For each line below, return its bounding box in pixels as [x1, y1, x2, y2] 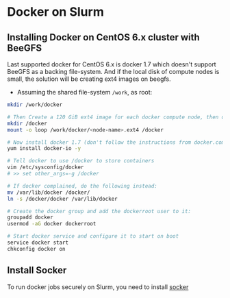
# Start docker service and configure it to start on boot [7, 233, 179, 240]
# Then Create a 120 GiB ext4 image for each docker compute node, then [7, 114, 219, 121]
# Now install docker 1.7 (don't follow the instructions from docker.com [7, 138, 225, 146]
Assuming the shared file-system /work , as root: [16, 88, 153, 96]
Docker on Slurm [7, 4, 104, 20]
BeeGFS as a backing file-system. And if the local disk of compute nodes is [7, 68, 220, 75]
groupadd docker [7, 214, 53, 221]
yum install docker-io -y [7, 145, 81, 152]
